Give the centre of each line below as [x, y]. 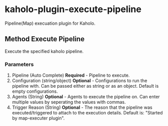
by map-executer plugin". [38, 118]
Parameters [19, 64]
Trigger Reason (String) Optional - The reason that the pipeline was [82, 107]
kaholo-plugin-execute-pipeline [73, 9]
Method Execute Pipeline [45, 39]
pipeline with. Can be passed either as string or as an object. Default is [85, 86]
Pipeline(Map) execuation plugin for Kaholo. [50, 23]
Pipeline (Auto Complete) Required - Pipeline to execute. [71, 75]
